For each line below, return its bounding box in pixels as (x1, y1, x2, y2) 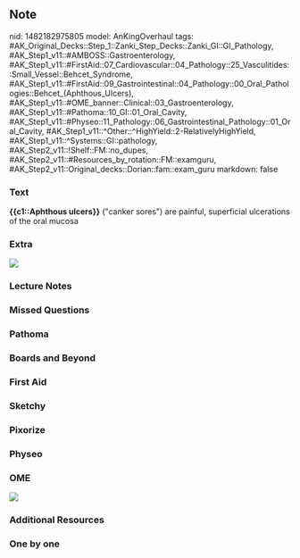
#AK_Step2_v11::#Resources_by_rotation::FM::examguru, (9, 154, 217, 164)
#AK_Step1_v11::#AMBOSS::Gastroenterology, (9, 49, 176, 61)
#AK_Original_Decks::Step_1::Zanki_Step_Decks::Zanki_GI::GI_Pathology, (9, 40, 274, 51)
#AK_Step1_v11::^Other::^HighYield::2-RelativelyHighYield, (46, 125, 256, 137)
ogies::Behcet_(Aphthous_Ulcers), (9, 87, 134, 98)
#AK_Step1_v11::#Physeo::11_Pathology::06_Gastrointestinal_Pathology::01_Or (9, 116, 291, 127)
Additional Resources (9, 513, 104, 526)
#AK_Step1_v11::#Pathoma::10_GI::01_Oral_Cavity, (9, 106, 187, 117)
